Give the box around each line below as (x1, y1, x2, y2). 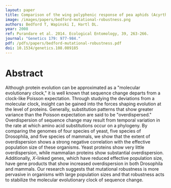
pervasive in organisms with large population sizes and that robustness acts (5, 171, 164, 177)
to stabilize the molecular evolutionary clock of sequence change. (5, 177, 144, 183)
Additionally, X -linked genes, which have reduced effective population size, (5, 155, 163, 161)
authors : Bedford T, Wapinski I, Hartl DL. (5, 21, 99, 27)
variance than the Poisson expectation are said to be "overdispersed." (5, 111, 152, 118)
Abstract (5, 67, 43, 79)
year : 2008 (5, 27, 28, 32)
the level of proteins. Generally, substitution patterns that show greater (5, 106, 154, 112)
